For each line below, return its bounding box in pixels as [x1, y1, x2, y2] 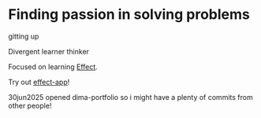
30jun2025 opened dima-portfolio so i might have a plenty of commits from [8, 92, 254, 101]
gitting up [8, 31, 39, 41]
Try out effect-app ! [8, 77, 70, 87]
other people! [8, 101, 52, 110]
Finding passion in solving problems [8, 6, 251, 24]
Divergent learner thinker [8, 46, 89, 56]
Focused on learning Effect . [8, 61, 99, 72]
